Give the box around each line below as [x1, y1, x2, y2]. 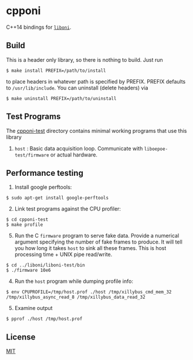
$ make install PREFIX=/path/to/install [6, 68, 107, 74]
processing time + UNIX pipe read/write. [14, 251, 113, 258]
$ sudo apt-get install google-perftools [6, 195, 109, 201]
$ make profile [6, 222, 43, 228]
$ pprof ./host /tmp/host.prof [6, 316, 83, 322]
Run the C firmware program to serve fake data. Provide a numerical [14, 232, 180, 239]
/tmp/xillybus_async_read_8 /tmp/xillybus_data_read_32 [6, 294, 145, 301]
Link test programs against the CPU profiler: [14, 205, 121, 212]
